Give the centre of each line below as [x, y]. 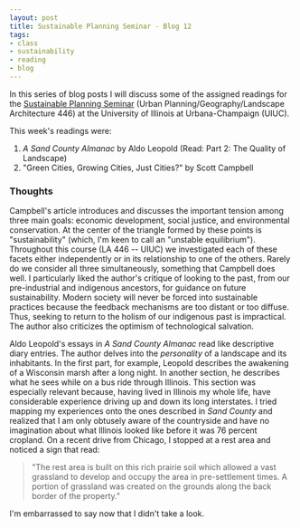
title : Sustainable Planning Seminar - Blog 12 [101, 26]
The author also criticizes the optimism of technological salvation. [132, 326]
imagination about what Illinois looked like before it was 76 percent [133, 430]
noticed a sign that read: [55, 450]
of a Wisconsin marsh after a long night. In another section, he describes [145, 373]
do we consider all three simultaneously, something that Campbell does [142, 269]
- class [24, 43]
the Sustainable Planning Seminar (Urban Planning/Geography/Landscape [147, 103]
